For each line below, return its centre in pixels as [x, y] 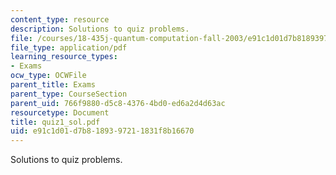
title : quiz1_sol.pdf [55, 122]
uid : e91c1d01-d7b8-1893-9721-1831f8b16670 [102, 131]
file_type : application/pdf [69, 47]
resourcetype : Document [60, 112]
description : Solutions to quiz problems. [100, 29]
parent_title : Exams [53, 85]
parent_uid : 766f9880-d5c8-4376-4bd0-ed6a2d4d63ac [118, 103]
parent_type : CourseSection [69, 94]
